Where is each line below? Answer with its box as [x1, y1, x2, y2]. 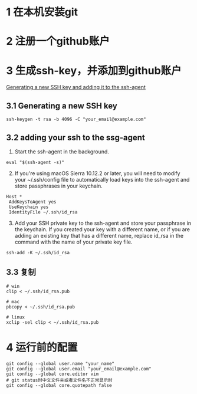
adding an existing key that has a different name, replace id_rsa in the [14, 232, 184, 239]
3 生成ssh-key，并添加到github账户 [6, 64, 182, 77]
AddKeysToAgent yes [8, 199, 57, 205]
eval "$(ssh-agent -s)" [6, 159, 65, 165]
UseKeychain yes [8, 204, 49, 210]
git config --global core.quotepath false [6, 382, 112, 388]
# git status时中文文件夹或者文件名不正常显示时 [6, 377, 113, 383]
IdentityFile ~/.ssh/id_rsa [8, 209, 78, 215]
